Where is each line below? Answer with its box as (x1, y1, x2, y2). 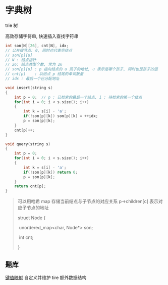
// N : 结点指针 (5, 57, 36, 62)
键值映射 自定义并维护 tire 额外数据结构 (5, 274, 87, 280)
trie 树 (5, 22, 18, 28)
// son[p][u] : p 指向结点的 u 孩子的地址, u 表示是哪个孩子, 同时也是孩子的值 (5, 67, 158, 72)
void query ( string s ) (5, 141, 51, 147)
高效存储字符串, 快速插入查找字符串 (5, 33, 79, 39)
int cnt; (19, 234, 34, 240)
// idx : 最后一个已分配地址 (5, 76, 60, 82)
